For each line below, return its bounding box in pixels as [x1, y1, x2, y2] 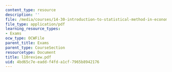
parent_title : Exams [5, 41, 50, 46]
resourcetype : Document [5, 50, 56, 55]
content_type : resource [5, 7, 56, 13]
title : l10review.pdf [5, 54, 52, 60]
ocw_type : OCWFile [5, 36, 45, 41]
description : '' [5, 12, 40, 17]
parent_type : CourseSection [5, 45, 66, 50]
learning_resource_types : [5, 26, 60, 31]
